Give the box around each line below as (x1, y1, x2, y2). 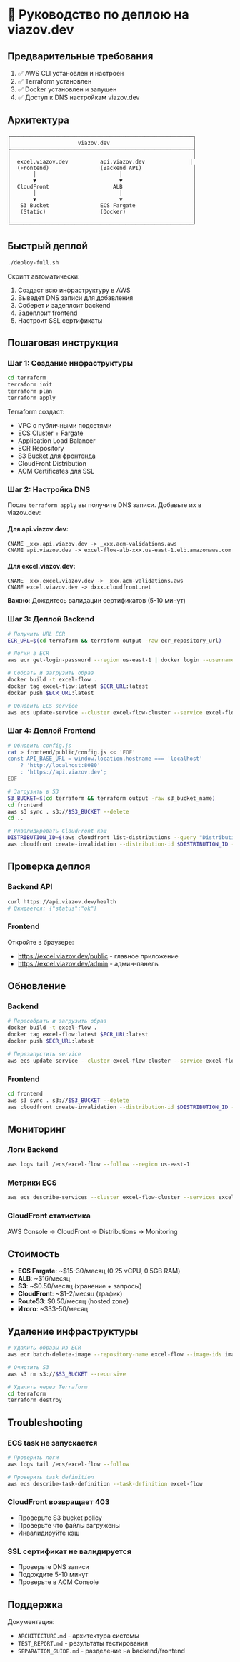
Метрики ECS (7, 1178, 57, 1188)
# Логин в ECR (7, 650, 50, 657)
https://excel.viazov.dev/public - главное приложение (17, 951, 179, 960)
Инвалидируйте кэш (17, 1528, 80, 1537)
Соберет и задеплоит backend (17, 301, 111, 309)
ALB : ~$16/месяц (17, 1274, 71, 1283)
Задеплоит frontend (17, 309, 78, 317)
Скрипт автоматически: (7, 271, 80, 281)
